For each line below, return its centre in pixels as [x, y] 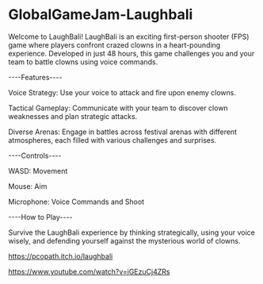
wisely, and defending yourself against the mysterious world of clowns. [124, 240]
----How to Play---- [40, 217]
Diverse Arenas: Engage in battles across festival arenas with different [123, 132]
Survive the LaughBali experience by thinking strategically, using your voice [131, 232]
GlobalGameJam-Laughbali [101, 15]
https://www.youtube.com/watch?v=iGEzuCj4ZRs [89, 271]
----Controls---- [35, 155]
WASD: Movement [38, 171]
